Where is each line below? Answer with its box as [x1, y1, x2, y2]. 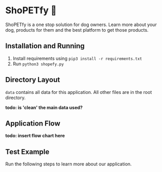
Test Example [5, 148, 50, 156]
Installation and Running [5, 42, 85, 51]
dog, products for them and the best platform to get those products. [5, 27, 149, 33]
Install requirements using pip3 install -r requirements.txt [12, 55, 143, 61]
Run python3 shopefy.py [12, 61, 64, 67]
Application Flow [5, 119, 60, 128]
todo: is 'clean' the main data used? [5, 104, 83, 110]
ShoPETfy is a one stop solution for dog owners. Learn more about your [5, 21, 157, 28]
